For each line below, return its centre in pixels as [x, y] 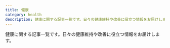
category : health [24, 15]
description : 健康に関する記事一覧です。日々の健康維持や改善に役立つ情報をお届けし [84, 19]
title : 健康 [17, 10]
